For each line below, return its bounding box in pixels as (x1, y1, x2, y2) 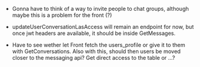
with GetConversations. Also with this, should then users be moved (12, 48, 181, 55)
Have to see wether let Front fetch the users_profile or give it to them (12, 42, 185, 48)
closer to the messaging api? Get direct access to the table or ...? (12, 54, 176, 61)
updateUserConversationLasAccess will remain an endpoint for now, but (12, 24, 194, 30)
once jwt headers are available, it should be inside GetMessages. (12, 30, 176, 37)
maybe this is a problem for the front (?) (12, 11, 112, 19)
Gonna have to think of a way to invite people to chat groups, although (12, 5, 189, 12)
